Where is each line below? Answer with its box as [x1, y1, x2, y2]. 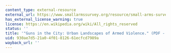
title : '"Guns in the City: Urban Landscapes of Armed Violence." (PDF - [5, 31, 165, 36]
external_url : [5, 12, 36, 17]
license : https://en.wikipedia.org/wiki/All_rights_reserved [5, 21, 138, 27]
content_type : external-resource [5, 7, 76, 13]
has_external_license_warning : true [5, 17, 83, 22]
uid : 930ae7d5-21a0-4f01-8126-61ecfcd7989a [5, 36, 99, 41]
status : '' [5, 26, 28, 31]
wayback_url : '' [5, 40, 40, 45]
